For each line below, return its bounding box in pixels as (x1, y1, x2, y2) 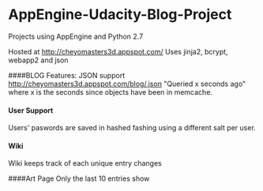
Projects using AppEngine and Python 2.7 (8, 32, 144, 41)
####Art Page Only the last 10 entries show (8, 174, 150, 183)
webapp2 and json (8, 55, 69, 65)
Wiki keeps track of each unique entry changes (8, 159, 162, 168)
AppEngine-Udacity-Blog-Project (8, 6, 232, 24)
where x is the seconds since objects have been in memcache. (8, 87, 213, 96)
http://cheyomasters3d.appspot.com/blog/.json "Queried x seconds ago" (8, 79, 246, 88)
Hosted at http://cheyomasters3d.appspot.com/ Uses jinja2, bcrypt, (8, 47, 228, 56)
